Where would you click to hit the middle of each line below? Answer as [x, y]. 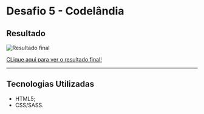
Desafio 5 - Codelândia [65, 11]
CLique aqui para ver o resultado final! [54, 59]
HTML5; [25, 98]
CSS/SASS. [29, 105]
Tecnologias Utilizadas [50, 84]
